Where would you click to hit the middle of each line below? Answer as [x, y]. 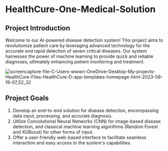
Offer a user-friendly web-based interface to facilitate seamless [79, 137]
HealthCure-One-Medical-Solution [80, 9]
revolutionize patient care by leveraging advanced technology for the [78, 46]
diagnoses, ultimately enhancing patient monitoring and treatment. [75, 62]
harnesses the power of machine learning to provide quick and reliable [79, 56]
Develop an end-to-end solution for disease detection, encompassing [86, 110]
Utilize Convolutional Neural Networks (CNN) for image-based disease [87, 121]
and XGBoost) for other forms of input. [53, 132]
